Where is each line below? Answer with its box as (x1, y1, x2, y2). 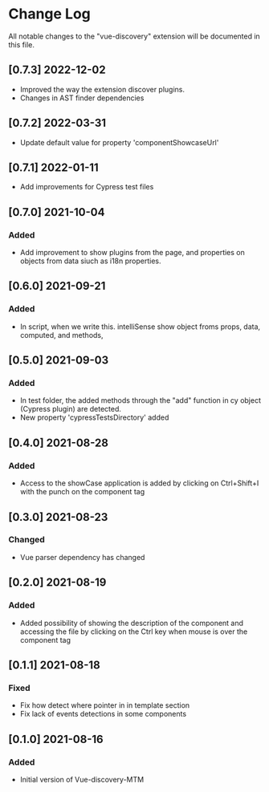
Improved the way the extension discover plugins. (19, 84, 185, 94)
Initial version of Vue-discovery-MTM (19, 774, 145, 784)
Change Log (8, 5, 91, 23)
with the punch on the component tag (19, 487, 145, 497)
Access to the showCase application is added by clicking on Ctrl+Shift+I (19, 478, 259, 488)
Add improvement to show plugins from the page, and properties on (19, 248, 245, 258)
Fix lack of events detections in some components (19, 709, 187, 719)
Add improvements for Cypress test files (19, 182, 154, 192)
